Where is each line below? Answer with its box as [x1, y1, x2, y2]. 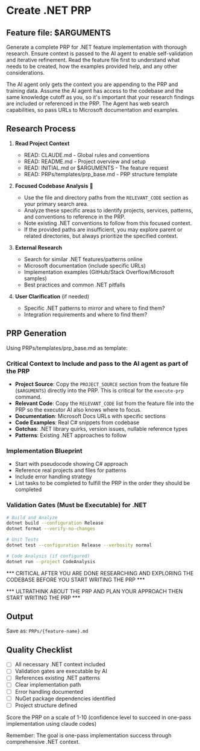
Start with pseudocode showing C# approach [14, 460, 128, 468]
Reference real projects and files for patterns [14, 467, 127, 474]
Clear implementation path [14, 681, 81, 688]
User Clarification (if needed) [14, 292, 89, 300]
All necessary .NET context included [14, 661, 105, 668]
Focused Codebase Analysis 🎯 [14, 182, 93, 190]
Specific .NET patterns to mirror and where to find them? [23, 304, 165, 312]
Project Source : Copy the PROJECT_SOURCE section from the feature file [14, 380, 189, 388]
